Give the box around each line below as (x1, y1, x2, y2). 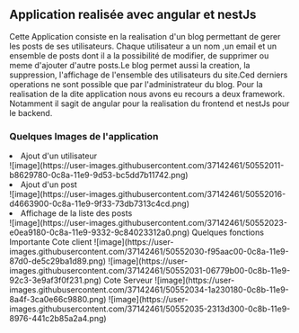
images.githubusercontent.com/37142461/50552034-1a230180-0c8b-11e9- (9, 284, 289, 295)
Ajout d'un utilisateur (21, 150, 97, 161)
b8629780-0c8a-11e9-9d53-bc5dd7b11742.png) (9, 170, 189, 181)
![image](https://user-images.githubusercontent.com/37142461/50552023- (9, 218, 287, 229)
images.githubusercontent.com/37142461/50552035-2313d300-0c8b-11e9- (9, 303, 291, 314)
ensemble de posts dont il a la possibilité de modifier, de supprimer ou (9, 49, 269, 61)
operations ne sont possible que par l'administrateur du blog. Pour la (9, 78, 263, 89)
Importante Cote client (9, 237, 92, 247)
